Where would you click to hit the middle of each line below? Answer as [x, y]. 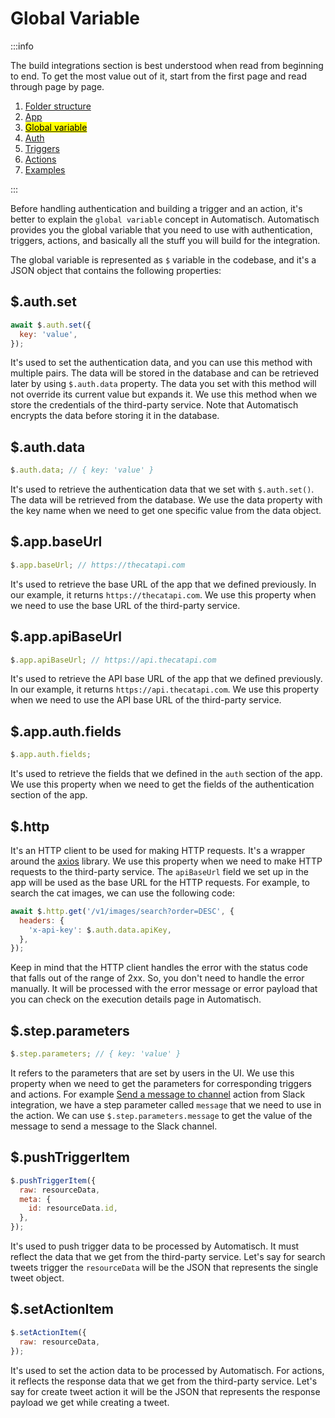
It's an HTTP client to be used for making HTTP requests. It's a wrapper [158, 850]
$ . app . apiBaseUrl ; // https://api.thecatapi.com [113, 660]
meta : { [35, 1199]
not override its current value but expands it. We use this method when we [164, 394]
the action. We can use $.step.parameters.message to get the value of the [161, 1115]
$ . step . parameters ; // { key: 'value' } [96, 1054]
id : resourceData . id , [73, 1208]
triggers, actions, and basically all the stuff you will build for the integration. [165, 240]
